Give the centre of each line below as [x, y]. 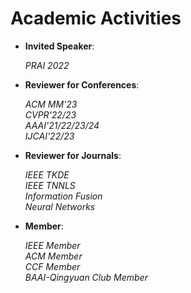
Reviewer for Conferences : [82, 84]
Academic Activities [96, 18]
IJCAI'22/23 [49, 136]
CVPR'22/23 [50, 114]
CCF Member [52, 266]
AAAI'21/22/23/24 [62, 125]
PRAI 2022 [47, 65]
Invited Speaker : [59, 46]
